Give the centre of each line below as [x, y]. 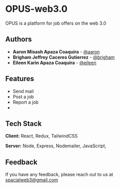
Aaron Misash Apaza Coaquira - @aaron [56, 51]
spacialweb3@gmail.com [32, 180]
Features [20, 79]
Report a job [26, 102]
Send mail [23, 91]
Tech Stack [23, 124]
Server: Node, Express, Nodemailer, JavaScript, [56, 146]
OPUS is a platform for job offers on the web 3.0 [56, 23]
